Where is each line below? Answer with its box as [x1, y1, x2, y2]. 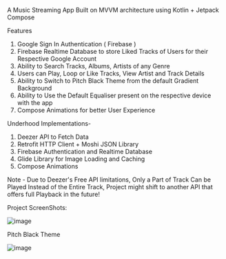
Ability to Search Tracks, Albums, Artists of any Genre [17, 62, 170, 70]
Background [17, 84, 52, 92]
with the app [17, 99, 53, 106]
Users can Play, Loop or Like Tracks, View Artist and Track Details [17, 69, 205, 77]
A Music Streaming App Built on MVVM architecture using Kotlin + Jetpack [7, 6, 219, 14]
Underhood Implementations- [7, 119, 92, 127]
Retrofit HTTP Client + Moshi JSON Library [17, 140, 139, 148]
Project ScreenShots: [7, 204, 68, 211]
